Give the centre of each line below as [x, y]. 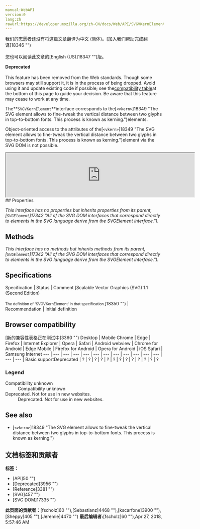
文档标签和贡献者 [32, 455]
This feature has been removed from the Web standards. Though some [79, 78]
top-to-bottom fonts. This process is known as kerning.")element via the [80, 140]
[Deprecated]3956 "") [35, 484]
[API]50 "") [24, 478]
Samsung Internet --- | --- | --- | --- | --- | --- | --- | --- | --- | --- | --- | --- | [84, 354]
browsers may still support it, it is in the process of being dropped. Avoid [80, 83]
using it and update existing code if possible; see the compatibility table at [81, 88]
